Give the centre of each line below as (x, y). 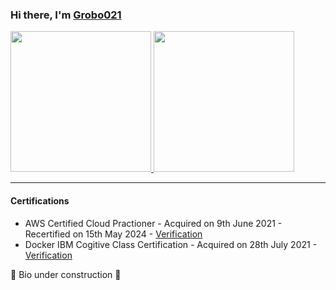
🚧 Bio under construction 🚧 (66, 274)
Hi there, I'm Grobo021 (66, 15)
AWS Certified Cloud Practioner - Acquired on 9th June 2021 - (153, 223)
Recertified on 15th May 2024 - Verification (113, 234)
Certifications (40, 200)
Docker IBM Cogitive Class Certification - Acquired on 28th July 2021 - (171, 244)
